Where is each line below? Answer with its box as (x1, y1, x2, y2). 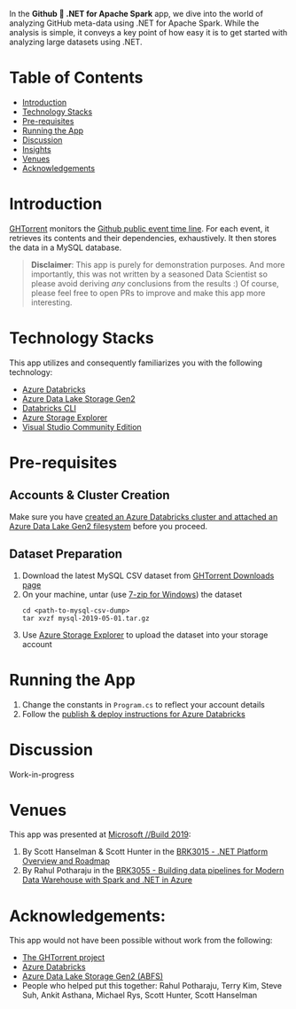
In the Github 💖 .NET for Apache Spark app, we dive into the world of (9, 9, 264, 19)
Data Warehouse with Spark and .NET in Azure (21, 874, 193, 886)
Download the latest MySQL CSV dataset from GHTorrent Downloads (21, 570, 275, 581)
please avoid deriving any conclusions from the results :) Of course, (30, 278, 279, 288)
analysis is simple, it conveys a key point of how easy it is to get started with (9, 27, 288, 37)
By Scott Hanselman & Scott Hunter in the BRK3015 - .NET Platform (21, 847, 269, 857)
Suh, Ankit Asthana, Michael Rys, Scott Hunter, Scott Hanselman (21, 989, 258, 1001)
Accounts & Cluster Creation (9, 488, 170, 503)
